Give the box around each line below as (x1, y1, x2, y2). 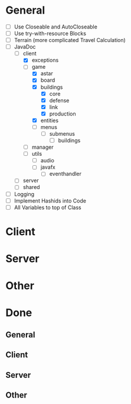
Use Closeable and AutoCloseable (14, 23, 98, 30)
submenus (49, 130, 75, 137)
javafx (40, 163, 55, 171)
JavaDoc (14, 43, 36, 50)
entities (40, 117, 59, 124)
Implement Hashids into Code (14, 197, 87, 204)
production (49, 110, 76, 117)
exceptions (31, 57, 59, 64)
